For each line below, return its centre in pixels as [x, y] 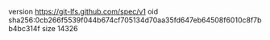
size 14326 [60, 28]
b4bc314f [24, 28]
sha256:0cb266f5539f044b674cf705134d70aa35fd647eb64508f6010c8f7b [135, 20]
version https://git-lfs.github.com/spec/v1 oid [83, 12]
